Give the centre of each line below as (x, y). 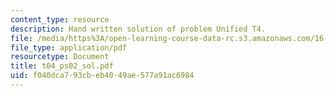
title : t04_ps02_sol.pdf (62, 66)
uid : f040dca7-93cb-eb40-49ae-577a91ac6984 (102, 76)
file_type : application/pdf (69, 47)
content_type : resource (60, 19)
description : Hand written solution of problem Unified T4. (138, 29)
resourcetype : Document (60, 57)
